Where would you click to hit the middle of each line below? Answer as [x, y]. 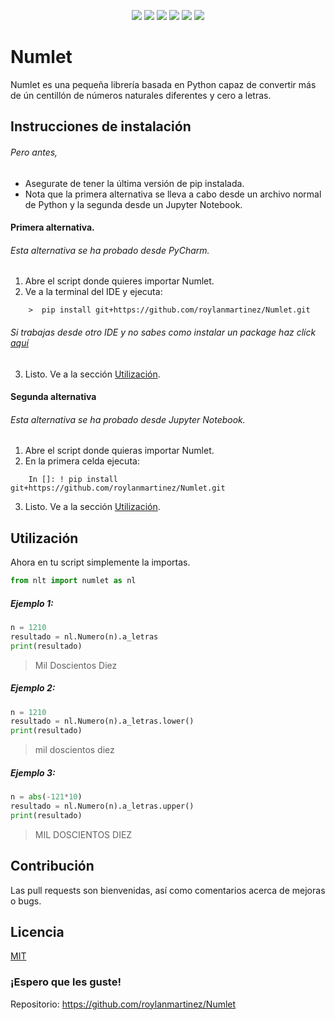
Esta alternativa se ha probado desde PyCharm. [110, 250]
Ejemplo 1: [32, 603]
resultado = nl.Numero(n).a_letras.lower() [102, 721]
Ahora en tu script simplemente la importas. [100, 562]
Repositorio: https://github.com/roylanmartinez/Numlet [123, 1004]
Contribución [52, 866]
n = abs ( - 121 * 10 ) [46, 797]
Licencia [37, 932]
